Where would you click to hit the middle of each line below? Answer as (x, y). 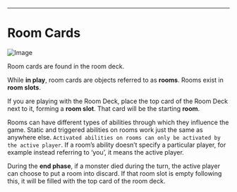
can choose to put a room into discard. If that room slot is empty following (115, 173)
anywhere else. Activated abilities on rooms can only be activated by (114, 137)
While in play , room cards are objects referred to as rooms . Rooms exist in (116, 80)
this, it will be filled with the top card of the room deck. (86, 181)
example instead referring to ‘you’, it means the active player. (96, 152)
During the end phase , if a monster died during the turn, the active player (114, 166)
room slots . (24, 87)
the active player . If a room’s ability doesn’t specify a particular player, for (117, 145)
